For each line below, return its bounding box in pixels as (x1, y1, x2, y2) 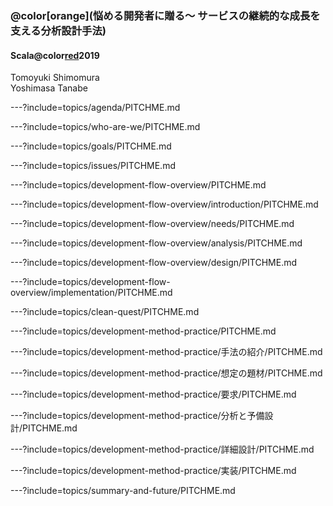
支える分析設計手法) (10, 23, 107, 37)
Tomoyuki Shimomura (10, 72, 100, 84)
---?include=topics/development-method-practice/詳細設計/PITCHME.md (10, 443, 315, 456)
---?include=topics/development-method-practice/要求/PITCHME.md (10, 388, 297, 401)
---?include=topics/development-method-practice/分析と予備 (10, 410, 265, 422)
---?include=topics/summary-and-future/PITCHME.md (10, 485, 236, 497)
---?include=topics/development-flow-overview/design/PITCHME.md (10, 257, 298, 269)
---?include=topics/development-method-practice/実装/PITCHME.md (10, 465, 297, 477)
